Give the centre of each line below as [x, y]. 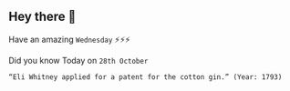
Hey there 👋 [42, 17]
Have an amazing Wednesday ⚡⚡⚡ [70, 39]
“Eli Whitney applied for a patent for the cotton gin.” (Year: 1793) [145, 77]
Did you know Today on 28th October [78, 60]
